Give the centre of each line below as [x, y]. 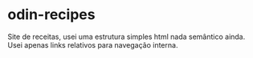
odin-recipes [51, 15]
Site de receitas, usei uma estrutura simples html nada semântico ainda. [126, 37]
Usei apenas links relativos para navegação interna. [93, 44]
